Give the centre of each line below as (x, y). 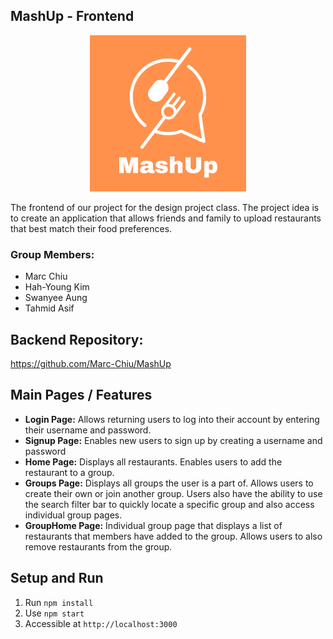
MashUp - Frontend (72, 16)
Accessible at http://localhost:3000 (101, 623)
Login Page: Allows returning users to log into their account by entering (172, 419)
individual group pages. (73, 515)
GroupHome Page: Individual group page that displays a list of (153, 525)
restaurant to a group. (69, 472)
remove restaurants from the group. (98, 546)
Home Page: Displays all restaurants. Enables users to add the (153, 461)
